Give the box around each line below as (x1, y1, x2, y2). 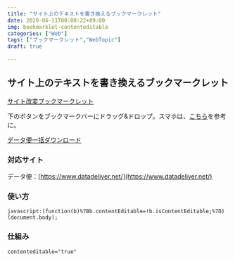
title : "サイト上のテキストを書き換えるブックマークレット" (7, 10, 162, 18)
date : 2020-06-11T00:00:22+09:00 (7, 17, 106, 24)
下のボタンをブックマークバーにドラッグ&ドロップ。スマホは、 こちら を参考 (7, 112, 227, 120)
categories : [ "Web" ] (7, 30, 68, 37)
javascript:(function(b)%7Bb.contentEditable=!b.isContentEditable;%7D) (7, 208, 225, 215)
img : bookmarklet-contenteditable (7, 23, 109, 30)
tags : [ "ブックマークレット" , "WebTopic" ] (7, 37, 121, 44)
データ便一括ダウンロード (7, 135, 82, 144)
